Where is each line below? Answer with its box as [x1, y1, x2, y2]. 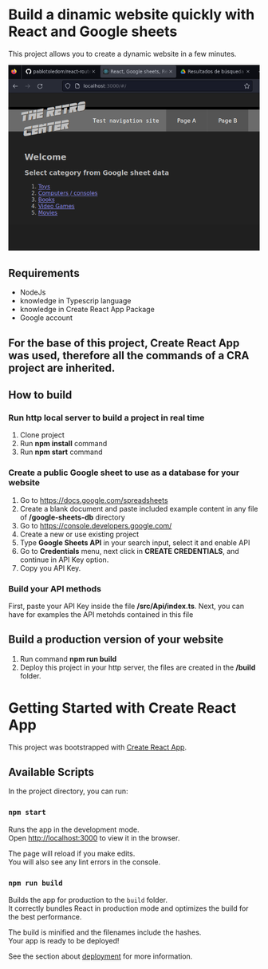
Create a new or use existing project [19, 529, 140, 539]
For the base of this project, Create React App [8, 336, 240, 350]
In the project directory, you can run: [8, 786, 128, 796]
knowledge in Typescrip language [19, 296, 132, 306]
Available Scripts [8, 765, 94, 779]
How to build [8, 389, 73, 402]
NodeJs [19, 287, 46, 297]
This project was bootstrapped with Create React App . [8, 742, 187, 752]
